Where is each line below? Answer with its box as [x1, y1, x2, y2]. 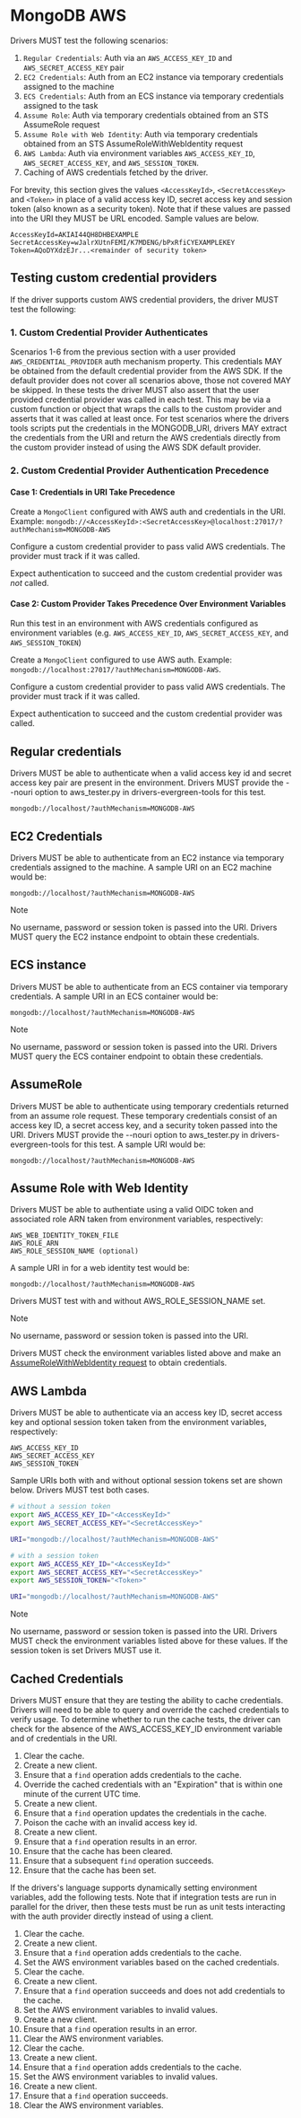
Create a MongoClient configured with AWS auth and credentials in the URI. [10, 506, 286, 517]
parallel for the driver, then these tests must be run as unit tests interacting [10, 1901, 286, 1912]
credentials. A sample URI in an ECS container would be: [10, 991, 219, 1002]
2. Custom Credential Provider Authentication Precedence [10, 464, 270, 477]
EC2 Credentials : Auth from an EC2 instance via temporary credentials [22, 71, 284, 82]
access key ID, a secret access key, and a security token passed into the [10, 1119, 279, 1131]
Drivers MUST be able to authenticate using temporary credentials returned [10, 1100, 289, 1111]
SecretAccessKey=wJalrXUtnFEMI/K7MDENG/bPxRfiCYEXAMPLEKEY [10, 238, 236, 247]
